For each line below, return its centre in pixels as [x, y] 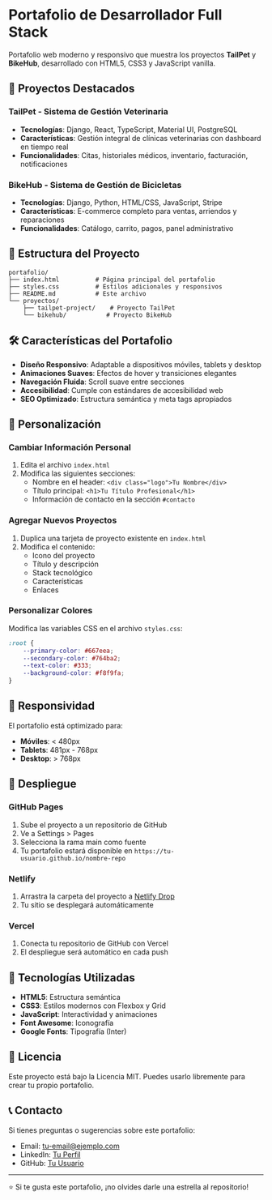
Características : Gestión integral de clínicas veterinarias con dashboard [140, 138]
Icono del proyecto [64, 555]
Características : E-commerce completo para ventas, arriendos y [128, 211]
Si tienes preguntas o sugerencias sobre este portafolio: [102, 1130]
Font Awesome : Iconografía [67, 1023]
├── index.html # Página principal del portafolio [112, 280]
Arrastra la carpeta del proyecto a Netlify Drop [98, 896]
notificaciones [44, 164]
